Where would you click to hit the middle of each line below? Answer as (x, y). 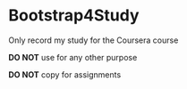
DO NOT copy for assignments (65, 74)
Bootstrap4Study (74, 16)
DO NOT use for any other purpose (73, 57)
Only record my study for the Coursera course (93, 40)
